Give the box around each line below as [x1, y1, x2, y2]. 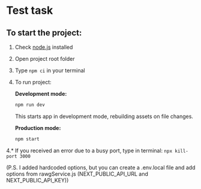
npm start [14, 136, 40, 142]
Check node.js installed [14, 43, 73, 51]
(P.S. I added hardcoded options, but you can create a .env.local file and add [6, 164, 196, 171]
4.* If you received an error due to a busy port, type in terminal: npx [6, 147, 173, 154]
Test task [6, 4, 53, 17]
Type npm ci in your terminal [14, 67, 85, 74]
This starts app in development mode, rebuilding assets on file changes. [14, 113, 194, 120]
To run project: [14, 79, 52, 85]
